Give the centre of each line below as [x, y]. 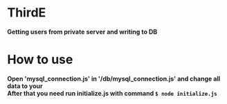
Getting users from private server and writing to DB [82, 32]
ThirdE [27, 13]
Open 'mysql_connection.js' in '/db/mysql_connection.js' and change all [114, 79]
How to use [40, 60]
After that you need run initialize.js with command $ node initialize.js [112, 93]
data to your [25, 86]
